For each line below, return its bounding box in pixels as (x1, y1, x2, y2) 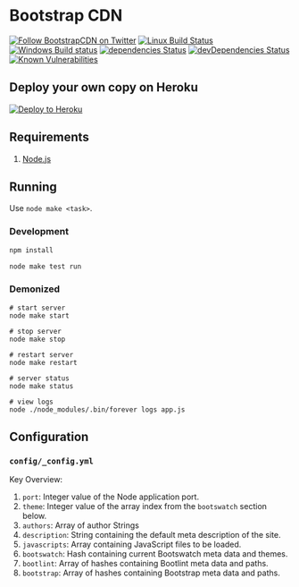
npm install (9, 245, 54, 255)
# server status (9, 373, 70, 383)
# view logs (9, 397, 54, 406)
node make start (9, 311, 70, 320)
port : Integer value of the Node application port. (21, 491, 199, 502)
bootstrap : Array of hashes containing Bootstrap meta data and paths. (21, 567, 281, 578)
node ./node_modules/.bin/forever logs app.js (9, 404, 186, 414)
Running (9, 179, 58, 194)
